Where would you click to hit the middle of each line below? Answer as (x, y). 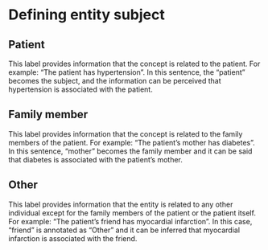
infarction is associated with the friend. (73, 238)
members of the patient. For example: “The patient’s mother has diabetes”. (132, 142)
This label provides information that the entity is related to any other (121, 204)
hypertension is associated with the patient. (80, 89)
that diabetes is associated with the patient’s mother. (96, 159)
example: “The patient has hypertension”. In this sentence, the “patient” (127, 72)
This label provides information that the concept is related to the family (126, 133)
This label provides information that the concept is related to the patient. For (134, 64)
